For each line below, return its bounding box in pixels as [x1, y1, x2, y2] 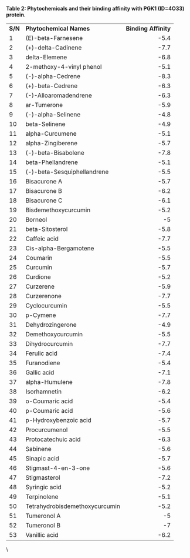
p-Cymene [25, 311, 56, 319]
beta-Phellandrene [25, 158, 78, 166]
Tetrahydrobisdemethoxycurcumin [25, 502, 120, 510]
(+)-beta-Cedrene [25, 82, 78, 90]
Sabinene [25, 445, 52, 453]
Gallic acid [25, 369, 55, 376]
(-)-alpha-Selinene [25, 111, 81, 118]
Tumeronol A [25, 512, 61, 520]
